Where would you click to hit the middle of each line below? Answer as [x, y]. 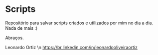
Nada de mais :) [21, 28]
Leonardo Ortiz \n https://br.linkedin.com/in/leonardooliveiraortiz [72, 47]
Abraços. [14, 38]
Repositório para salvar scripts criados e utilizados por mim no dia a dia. [79, 23]
